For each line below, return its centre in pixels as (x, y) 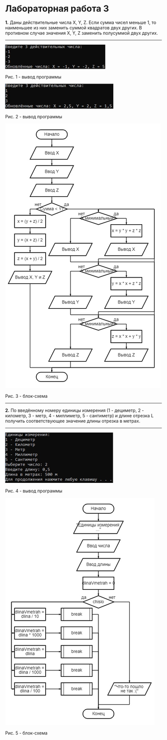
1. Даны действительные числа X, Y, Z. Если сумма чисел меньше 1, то (81, 22)
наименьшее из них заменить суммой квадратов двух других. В (74, 27)
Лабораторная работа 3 (57, 9)
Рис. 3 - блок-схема (27, 396)
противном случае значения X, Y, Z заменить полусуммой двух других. (82, 33)
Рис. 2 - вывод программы (34, 116)
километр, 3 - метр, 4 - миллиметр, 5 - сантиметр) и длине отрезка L (80, 415)
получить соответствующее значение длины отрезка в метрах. (73, 421)
